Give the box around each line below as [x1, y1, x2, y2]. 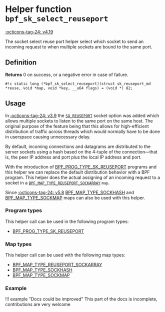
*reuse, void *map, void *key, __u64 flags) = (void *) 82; [5, 85, 133, 90]
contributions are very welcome [5, 301, 71, 307]
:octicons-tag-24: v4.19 [5, 28, 53, 34]
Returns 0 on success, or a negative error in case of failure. [5, 71, 128, 77]
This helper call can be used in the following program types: [5, 218, 129, 224]
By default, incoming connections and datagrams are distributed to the [5, 143, 151, 149]
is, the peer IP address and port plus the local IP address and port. [5, 154, 141, 160]
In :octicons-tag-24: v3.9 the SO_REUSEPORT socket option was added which [5, 112, 159, 118]
